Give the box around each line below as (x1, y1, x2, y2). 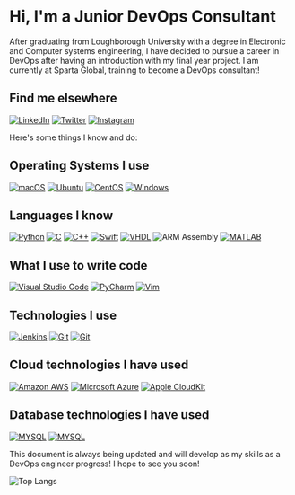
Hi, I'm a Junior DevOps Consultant (9, 6, 276, 27)
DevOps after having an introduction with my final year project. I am (9, 55, 259, 66)
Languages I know (9, 208, 114, 223)
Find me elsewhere (9, 91, 118, 106)
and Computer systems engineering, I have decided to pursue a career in (9, 45, 280, 56)
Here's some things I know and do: (9, 132, 138, 143)
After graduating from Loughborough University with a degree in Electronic (9, 36, 286, 47)
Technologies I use (9, 307, 117, 323)
